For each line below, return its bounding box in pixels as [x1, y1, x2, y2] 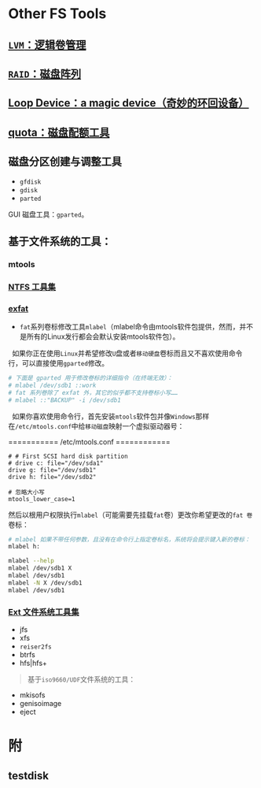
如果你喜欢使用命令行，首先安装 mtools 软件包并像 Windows [11, 411, 196, 421]
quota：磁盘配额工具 [8, 125, 110, 139]
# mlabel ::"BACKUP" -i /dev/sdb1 [8, 396, 122, 404]
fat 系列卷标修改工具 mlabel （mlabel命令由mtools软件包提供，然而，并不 [19, 322, 254, 332]
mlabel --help [8, 557, 55, 565]
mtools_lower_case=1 [8, 495, 76, 503]
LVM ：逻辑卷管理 [8, 38, 86, 51]
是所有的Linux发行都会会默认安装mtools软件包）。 [19, 332, 180, 341]
